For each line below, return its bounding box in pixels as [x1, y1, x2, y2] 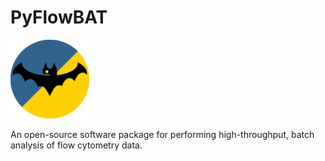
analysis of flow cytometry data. [10, 139, 143, 151]
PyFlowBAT [10, 6, 108, 29]
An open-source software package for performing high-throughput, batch [10, 128, 315, 140]
